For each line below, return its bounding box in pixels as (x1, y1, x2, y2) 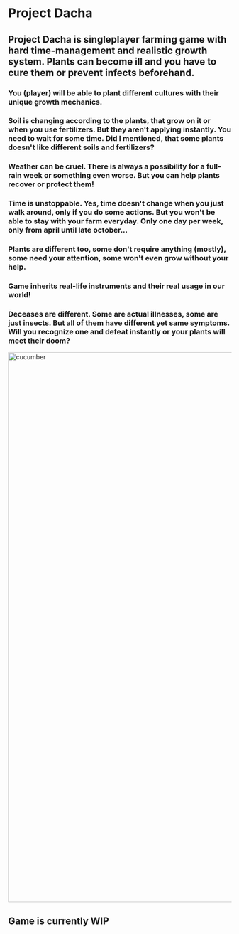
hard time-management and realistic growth (8, 44, 208, 56)
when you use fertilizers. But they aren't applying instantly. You (8, 124, 232, 134)
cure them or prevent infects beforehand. (8, 66, 195, 79)
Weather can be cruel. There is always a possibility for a (8, 161, 205, 171)
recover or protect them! (8, 179, 94, 189)
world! (8, 290, 31, 300)
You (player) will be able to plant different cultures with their (8, 87, 219, 97)
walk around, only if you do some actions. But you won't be (8, 208, 216, 218)
